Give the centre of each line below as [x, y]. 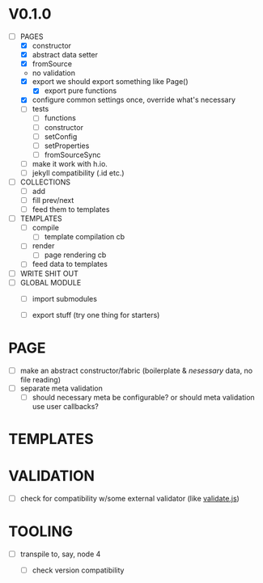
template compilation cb [85, 237]
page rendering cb [75, 255]
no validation [53, 73]
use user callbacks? [65, 406]
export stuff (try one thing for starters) [96, 315]
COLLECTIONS [45, 182]
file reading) [40, 379]
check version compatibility [78, 570]
